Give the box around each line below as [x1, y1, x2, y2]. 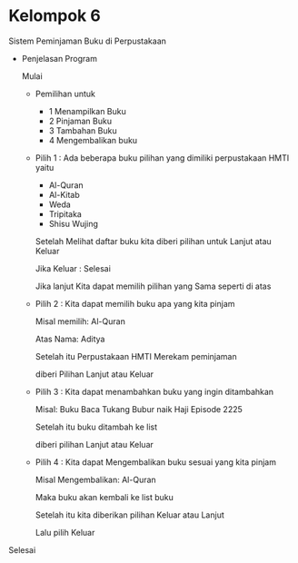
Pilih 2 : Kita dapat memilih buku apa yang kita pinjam [35, 298, 235, 309]
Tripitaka [48, 208, 83, 219]
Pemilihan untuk [35, 88, 96, 99]
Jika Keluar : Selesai [35, 262, 111, 273]
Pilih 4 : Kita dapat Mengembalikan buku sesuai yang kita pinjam [35, 456, 276, 468]
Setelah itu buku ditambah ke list [35, 421, 158, 432]
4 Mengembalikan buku [48, 134, 138, 145]
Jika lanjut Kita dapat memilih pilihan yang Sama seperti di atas [35, 281, 272, 291]
